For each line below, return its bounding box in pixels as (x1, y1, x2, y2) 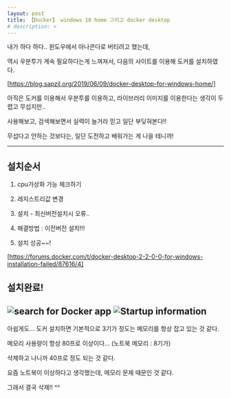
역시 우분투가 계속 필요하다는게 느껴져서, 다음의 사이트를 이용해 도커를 (7, 57, 195, 66)
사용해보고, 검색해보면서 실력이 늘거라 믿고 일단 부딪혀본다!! (7, 117, 167, 126)
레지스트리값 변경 (16, 195, 64, 203)
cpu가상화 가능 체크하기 (16, 180, 82, 188)
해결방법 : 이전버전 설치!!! (16, 224, 85, 232)
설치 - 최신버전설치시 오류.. (16, 210, 90, 218)
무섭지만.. (19, 103, 46, 111)
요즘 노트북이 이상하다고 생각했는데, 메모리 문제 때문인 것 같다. (7, 368, 174, 377)
